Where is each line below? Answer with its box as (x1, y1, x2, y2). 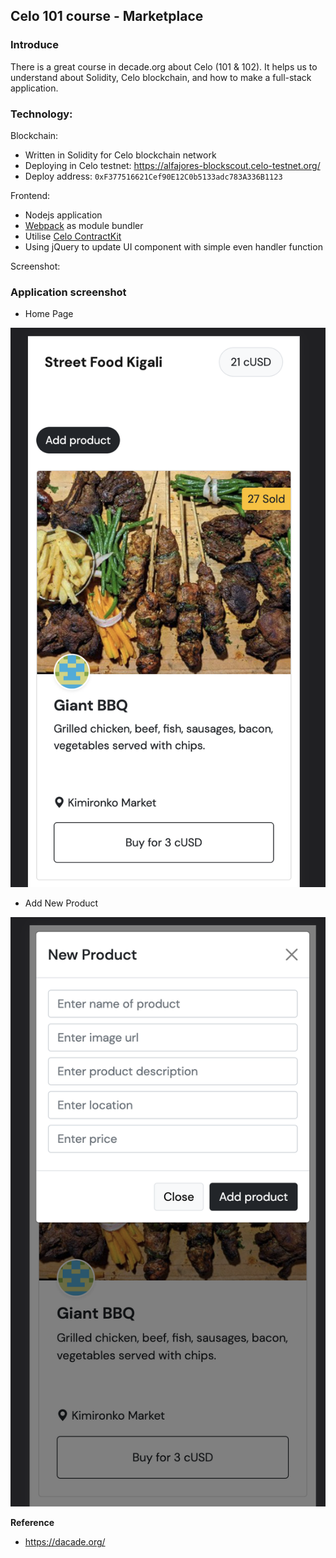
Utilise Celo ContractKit (24, 230, 122, 242)
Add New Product (24, 897, 99, 909)
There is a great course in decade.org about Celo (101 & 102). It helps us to (10, 60, 318, 73)
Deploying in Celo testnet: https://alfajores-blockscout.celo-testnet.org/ (24, 159, 321, 171)
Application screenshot (10, 285, 127, 299)
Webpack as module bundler (24, 219, 144, 231)
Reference (10, 1517, 55, 1529)
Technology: (10, 107, 73, 121)
